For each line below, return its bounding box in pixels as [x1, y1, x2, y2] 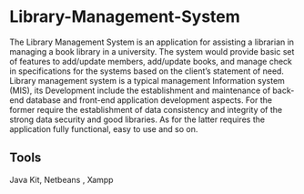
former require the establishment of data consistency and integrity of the [9, 104, 283, 115]
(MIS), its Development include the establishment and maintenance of [9, 85, 271, 96]
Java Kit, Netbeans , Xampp [9, 174, 114, 185]
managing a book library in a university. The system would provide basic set [9, 46, 295, 56]
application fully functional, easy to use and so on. [9, 123, 198, 134]
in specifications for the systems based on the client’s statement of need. [9, 66, 285, 77]
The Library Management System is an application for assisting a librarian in [9, 36, 294, 47]
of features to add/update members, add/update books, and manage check [9, 56, 293, 66]
